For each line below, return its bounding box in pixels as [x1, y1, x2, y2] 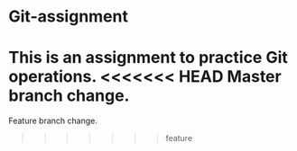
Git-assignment [8, 6, 128, 27]
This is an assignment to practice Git [8, 48, 288, 68]
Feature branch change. [8, 115, 98, 127]
